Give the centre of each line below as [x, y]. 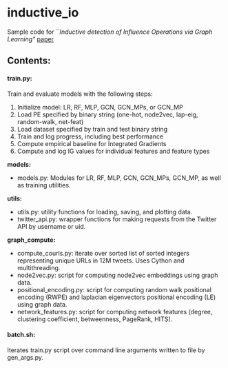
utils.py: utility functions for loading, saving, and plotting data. [105, 212]
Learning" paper [30, 39]
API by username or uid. [51, 226]
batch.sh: [21, 335]
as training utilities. [44, 185]
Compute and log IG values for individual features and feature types [113, 151]
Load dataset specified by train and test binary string [92, 129]
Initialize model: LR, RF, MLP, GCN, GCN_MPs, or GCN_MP [100, 107]
